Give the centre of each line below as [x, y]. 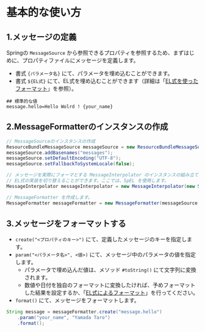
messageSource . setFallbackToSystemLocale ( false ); [71, 164]
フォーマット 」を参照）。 [46, 88]
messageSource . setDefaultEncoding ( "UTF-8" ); [64, 158]
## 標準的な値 [22, 101]
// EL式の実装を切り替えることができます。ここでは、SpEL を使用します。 [88, 181]
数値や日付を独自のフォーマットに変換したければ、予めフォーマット [110, 285]
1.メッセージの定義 [41, 37]
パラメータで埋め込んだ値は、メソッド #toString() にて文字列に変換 [110, 270]
